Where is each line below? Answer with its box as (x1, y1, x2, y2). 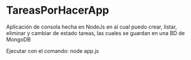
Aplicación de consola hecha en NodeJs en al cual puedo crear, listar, (6, 23, 177, 30)
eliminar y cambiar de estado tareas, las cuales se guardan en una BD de (6, 29, 185, 36)
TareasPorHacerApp (6, 4, 109, 17)
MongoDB (6, 36, 31, 43)
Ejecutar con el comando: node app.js (6, 47, 99, 54)
